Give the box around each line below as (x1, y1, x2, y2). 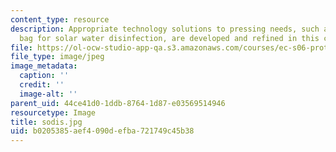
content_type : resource (10, 14, 110, 25)
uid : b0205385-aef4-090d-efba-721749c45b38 (10, 126, 195, 136)
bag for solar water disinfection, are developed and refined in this (19, 33, 320, 43)
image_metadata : (10, 61, 78, 71)
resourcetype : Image (10, 107, 97, 118)
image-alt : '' (19, 89, 78, 99)
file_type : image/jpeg (10, 52, 105, 62)
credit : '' (19, 80, 65, 90)
